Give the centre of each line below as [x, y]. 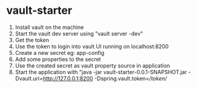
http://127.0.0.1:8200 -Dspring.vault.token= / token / [105, 78]
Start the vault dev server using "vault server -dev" [79, 33]
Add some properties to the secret [58, 59]
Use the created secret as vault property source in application [92, 65]
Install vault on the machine [49, 27]
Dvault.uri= [29, 78]
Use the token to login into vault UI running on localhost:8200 [92, 46]
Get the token [32, 40]
